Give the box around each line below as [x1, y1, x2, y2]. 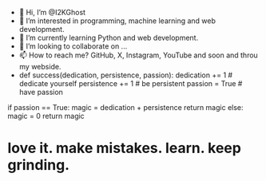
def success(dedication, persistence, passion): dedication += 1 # [18, 70, 233, 80]
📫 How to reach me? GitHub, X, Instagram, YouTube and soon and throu [18, 50, 259, 60]
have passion [18, 88, 63, 96]
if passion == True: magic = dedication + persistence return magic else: [7, 103, 244, 112]
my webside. [18, 62, 62, 71]
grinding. [7, 156, 69, 175]
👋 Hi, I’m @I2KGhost [18, 8, 85, 17]
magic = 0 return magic [7, 112, 85, 120]
